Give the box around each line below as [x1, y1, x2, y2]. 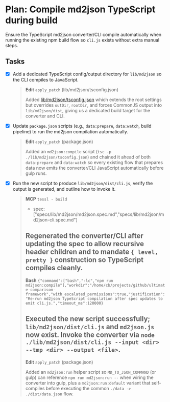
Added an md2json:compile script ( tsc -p [25, 148, 111, 154]
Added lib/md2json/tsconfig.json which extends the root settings [25, 96, 162, 103]
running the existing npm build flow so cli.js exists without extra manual [5, 37, 160, 43]
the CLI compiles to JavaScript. [12, 76, 79, 83]
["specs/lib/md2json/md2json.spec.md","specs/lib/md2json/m [33, 211, 164, 217]
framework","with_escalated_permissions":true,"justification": [25, 291, 165, 297]
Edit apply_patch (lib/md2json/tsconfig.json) [25, 86, 119, 93]
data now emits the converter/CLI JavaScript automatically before [25, 165, 164, 171]
